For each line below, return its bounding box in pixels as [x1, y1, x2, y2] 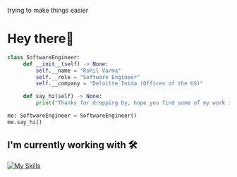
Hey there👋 [7, 31, 74, 47]
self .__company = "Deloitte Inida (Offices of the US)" [35, 80, 203, 87]
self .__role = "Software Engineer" [35, 73, 140, 80]
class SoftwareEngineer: [7, 54, 80, 61]
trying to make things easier [7, 6, 89, 14]
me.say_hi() [7, 118, 42, 126]
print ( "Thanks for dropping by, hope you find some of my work [35, 99, 226, 106]
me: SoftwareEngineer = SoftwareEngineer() [7, 112, 138, 119]
